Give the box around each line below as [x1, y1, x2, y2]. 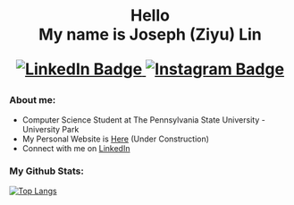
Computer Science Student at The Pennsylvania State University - [21, 114, 265, 125]
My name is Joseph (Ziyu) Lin [38, 24, 262, 45]
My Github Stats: [9, 165, 85, 177]
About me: [9, 94, 56, 107]
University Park [21, 124, 80, 134]
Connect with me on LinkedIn [21, 142, 130, 153]
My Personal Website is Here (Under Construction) [21, 133, 210, 144]
